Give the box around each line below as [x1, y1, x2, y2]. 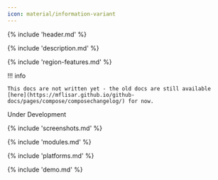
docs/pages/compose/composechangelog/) [7, 97, 126, 105]
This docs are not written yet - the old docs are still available [7, 85, 212, 92]
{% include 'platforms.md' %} [7, 151, 94, 160]
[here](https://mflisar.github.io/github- [7, 91, 135, 98]
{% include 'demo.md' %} [7, 165, 83, 174]
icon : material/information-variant [7, 10, 116, 18]
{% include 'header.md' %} [7, 30, 87, 38]
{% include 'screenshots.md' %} [7, 124, 103, 132]
